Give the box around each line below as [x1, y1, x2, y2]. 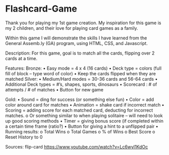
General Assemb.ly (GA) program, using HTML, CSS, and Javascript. [5, 40, 148, 46]
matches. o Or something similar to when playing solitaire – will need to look [5, 112, 163, 119]
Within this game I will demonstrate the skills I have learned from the [5, 35, 147, 41]
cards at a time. [5, 55, 38, 61]
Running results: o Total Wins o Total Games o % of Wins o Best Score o [5, 128, 155, 134]
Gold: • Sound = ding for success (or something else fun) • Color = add [5, 96, 154, 102]
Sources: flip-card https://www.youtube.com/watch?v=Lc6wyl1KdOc [5, 143, 148, 149]
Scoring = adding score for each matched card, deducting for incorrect [5, 107, 153, 113]
